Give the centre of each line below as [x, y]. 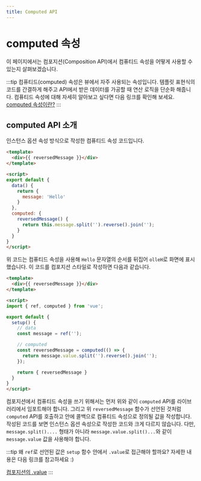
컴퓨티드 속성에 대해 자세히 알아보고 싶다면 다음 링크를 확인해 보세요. [94, 96]
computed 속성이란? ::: [34, 104]
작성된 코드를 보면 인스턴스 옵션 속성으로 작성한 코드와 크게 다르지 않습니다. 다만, [101, 424]
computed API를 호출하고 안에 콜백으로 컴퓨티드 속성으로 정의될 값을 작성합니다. [99, 417]
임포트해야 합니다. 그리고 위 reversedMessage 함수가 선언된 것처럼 [104, 409]
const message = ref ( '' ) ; [50, 334]
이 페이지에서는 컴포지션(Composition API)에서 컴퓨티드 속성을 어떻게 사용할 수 [100, 61]
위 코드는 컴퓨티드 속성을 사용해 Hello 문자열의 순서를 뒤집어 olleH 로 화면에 [95, 259]
